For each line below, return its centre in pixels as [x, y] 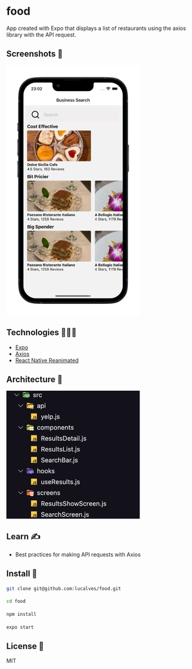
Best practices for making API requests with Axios [78, 554]
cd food [16, 601]
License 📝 [25, 646]
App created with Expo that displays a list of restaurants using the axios [96, 28]
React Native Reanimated [47, 360]
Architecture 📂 [34, 379]
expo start [20, 627]
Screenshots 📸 [35, 54]
